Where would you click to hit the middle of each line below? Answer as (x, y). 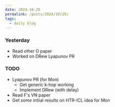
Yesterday (18, 41)
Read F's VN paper (31, 95)
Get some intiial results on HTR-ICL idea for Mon (61, 100)
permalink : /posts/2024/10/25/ (37, 14)
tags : (11, 19)
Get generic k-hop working (47, 85)
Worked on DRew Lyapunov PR (43, 56)
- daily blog (23, 23)
